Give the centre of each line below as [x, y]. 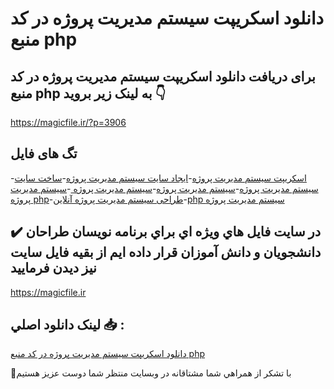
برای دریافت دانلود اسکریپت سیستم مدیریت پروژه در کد [163, 76]
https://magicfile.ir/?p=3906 [68, 122]
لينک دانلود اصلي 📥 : [67, 325]
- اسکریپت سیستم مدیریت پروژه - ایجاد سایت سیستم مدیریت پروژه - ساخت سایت [158, 178]
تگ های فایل [44, 153]
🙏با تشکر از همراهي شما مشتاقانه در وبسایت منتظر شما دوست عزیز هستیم [151, 373]
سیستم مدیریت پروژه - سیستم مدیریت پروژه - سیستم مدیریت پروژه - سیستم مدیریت [164, 188]
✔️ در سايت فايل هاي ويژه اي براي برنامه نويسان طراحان [166, 232]
